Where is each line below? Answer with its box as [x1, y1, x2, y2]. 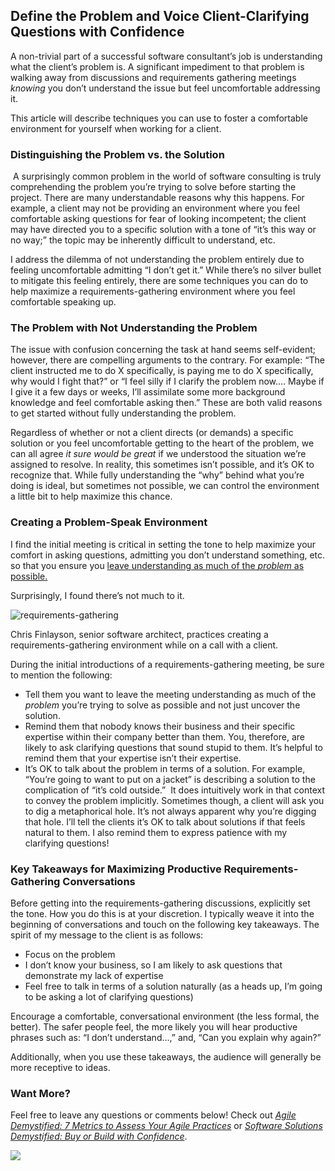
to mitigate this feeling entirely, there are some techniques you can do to [10, 275, 309, 287]
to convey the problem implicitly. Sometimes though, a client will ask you [24, 794, 325, 806]
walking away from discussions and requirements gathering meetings [10, 71, 297, 83]
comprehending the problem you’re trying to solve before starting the [10, 181, 297, 193]
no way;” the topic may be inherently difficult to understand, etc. [10, 234, 276, 246]
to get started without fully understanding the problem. [10, 407, 237, 419]
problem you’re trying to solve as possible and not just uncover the [24, 699, 301, 711]
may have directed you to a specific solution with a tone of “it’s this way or [10, 224, 317, 236]
